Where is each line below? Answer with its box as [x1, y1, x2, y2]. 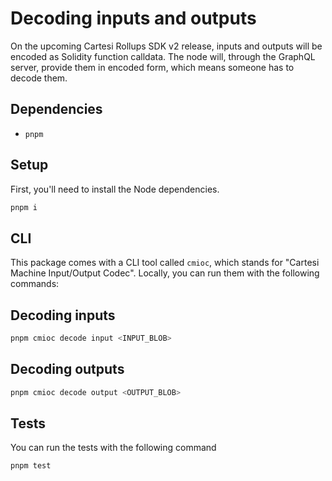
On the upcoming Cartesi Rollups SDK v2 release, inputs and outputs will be [10, 40, 323, 52]
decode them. [10, 72, 68, 84]
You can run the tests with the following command [10, 442, 217, 454]
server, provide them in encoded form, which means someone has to [10, 61, 295, 73]
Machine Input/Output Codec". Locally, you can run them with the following [10, 267, 320, 279]
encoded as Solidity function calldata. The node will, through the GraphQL [10, 50, 316, 62]
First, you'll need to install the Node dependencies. [10, 183, 220, 195]
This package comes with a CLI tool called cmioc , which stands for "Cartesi [10, 257, 320, 269]
